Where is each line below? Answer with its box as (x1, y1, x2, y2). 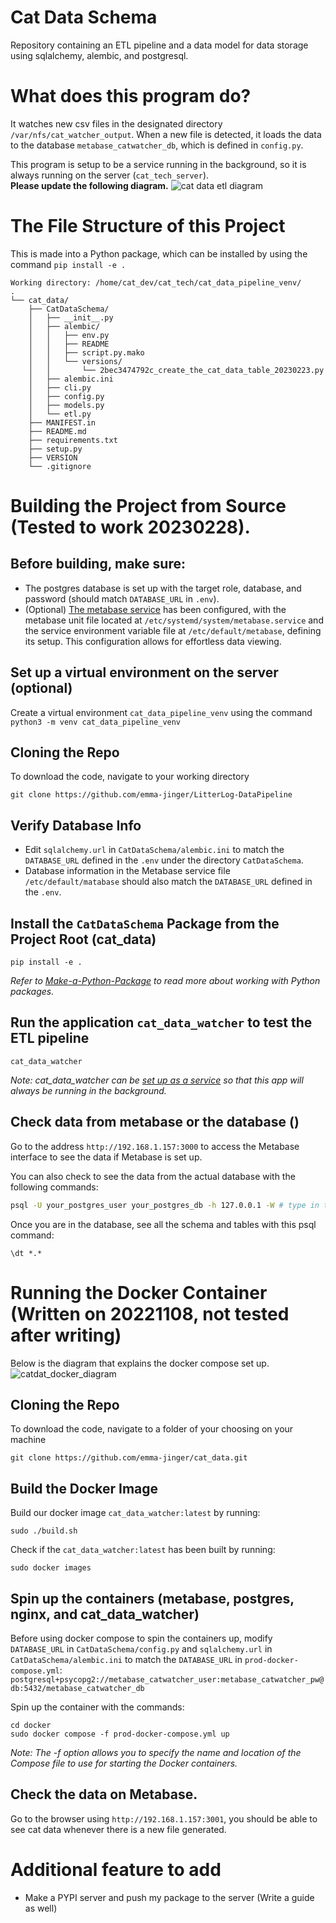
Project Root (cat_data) (10, 931, 157, 948)
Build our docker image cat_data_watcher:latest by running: (10, 1507, 261, 1519)
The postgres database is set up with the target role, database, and (24, 582, 302, 594)
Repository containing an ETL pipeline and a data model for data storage (10, 39, 309, 51)
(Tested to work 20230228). (10, 516, 251, 538)
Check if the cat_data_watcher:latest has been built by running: (10, 1544, 276, 1556)
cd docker (10, 1720, 52, 1730)
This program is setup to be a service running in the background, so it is (10, 158, 307, 170)
